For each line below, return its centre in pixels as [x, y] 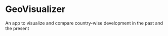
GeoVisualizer [35, 9]
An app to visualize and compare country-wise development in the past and [84, 23]
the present [17, 28]
